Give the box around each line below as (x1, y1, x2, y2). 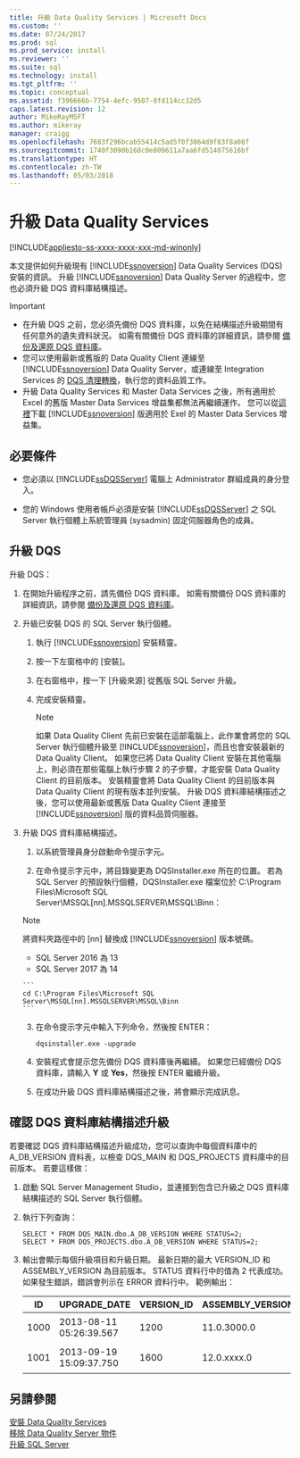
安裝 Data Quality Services (9, 1417, 107, 1428)
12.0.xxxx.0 (202, 1351, 253, 1363)
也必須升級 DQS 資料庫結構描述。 (9, 283, 132, 294)
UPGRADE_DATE (59, 1298, 131, 1311)
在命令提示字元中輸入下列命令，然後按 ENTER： (35, 1021, 212, 1032)
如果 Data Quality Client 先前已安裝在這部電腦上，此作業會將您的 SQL (35, 729, 291, 741)
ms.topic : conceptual (9, 87, 90, 96)
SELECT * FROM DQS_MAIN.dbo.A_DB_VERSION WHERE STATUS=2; (21, 1229, 243, 1238)
